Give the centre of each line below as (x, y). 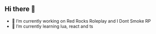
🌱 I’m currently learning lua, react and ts (52, 26)
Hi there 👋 (20, 9)
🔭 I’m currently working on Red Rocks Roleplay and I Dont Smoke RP (81, 21)
